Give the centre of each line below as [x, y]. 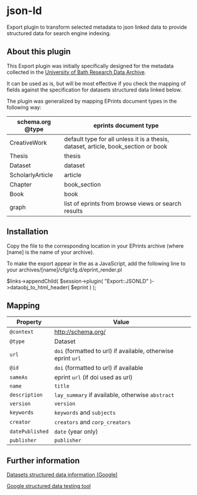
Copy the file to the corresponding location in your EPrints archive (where [95, 246]
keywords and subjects [85, 413]
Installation [27, 232]
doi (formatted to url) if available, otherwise [114, 351]
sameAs [19, 377]
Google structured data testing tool [49, 486]
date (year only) [76, 432]
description [26, 395]
